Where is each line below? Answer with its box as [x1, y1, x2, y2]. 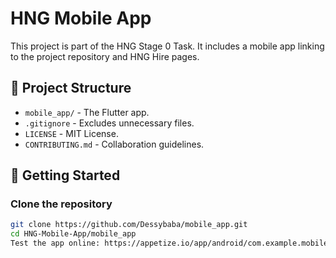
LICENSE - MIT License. [24, 127, 119, 139]
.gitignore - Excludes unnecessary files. [24, 117, 195, 129]
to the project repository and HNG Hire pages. [10, 50, 200, 62]
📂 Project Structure [10, 80, 132, 97]
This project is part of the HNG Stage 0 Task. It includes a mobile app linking [10, 40, 325, 52]
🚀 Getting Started [10, 167, 121, 184]
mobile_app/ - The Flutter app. [24, 106, 150, 118]
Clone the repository [10, 197, 113, 211]
